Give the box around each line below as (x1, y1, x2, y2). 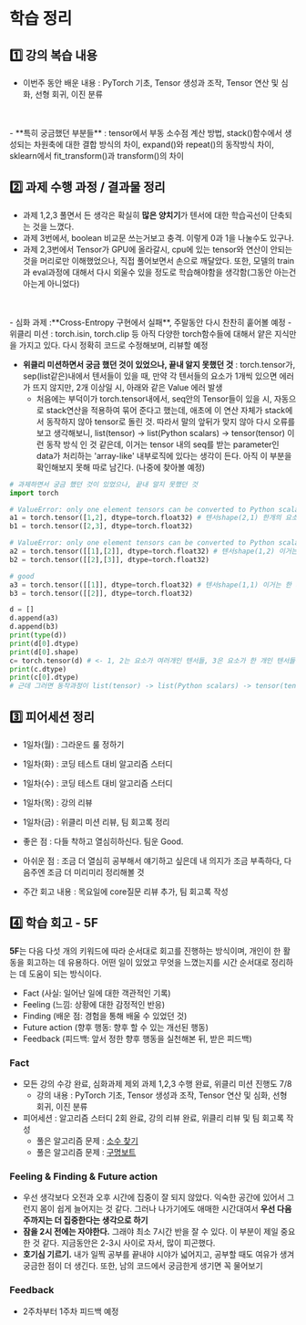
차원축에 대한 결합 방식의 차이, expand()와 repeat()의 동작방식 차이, (33, 139, 275, 150)
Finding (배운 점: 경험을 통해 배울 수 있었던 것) (22, 1010, 188, 1021)
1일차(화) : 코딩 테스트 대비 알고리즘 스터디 (22, 758, 173, 769)
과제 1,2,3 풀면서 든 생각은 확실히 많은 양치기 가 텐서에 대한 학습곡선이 (22, 209, 269, 220)
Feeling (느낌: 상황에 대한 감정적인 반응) (22, 998, 166, 1009)
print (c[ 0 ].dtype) (9, 673, 79, 683)
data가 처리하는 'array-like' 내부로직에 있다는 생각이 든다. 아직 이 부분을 (36, 450, 292, 461)
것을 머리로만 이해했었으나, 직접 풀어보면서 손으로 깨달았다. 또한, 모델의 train (22, 255, 294, 266)
